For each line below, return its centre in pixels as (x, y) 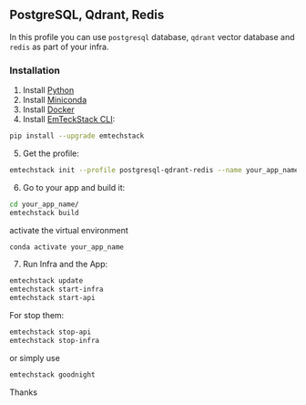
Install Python (48, 90)
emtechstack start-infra (56, 290)
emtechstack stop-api (51, 332)
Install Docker (48, 109)
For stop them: (37, 316)
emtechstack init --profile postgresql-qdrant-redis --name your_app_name (154, 170)
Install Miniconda (55, 100)
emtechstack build (44, 213)
